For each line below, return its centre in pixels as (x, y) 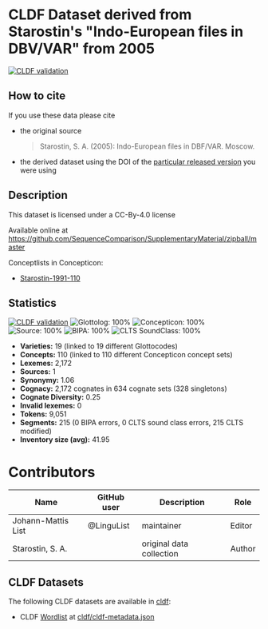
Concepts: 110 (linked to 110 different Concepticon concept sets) (126, 355)
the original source (51, 130)
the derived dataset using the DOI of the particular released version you (138, 161)
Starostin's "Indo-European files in (126, 32)
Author (243, 549)
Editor (241, 526)
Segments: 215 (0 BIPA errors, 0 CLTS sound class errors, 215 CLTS (132, 423)
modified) (35, 431)
